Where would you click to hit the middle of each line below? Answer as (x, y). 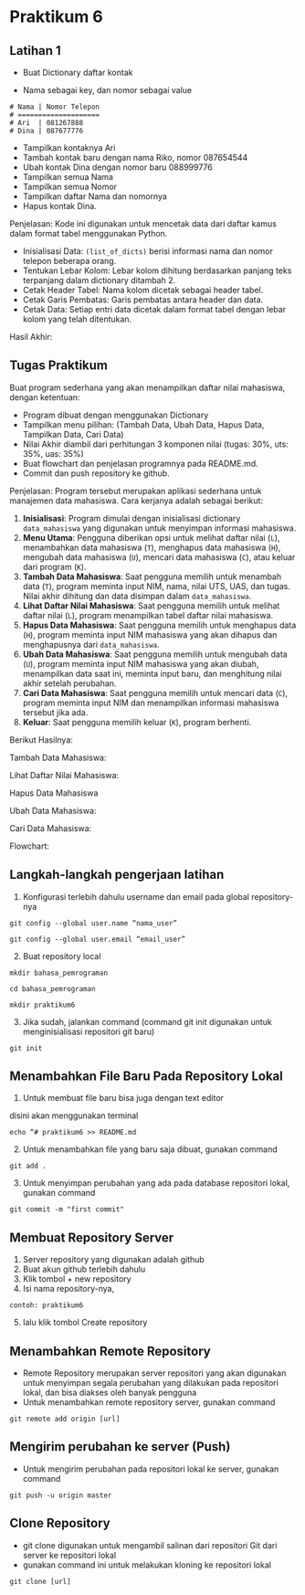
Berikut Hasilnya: (41, 739)
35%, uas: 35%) (53, 453)
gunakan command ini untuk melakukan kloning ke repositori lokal (147, 1565)
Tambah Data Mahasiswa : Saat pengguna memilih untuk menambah (152, 576)
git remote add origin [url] (65, 1419)
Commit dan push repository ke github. (96, 473)
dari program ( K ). (54, 566)
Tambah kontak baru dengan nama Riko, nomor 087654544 (135, 158)
